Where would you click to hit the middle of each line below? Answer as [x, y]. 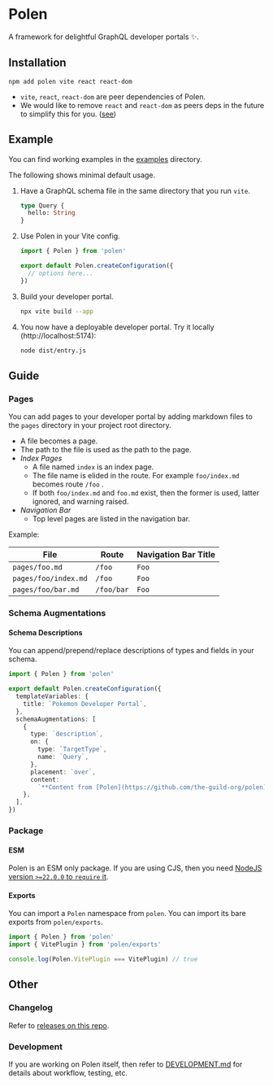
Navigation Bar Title [176, 555]
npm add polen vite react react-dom [70, 81]
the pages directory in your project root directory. [90, 425]
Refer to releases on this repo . [59, 1025]
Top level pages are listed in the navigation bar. [111, 519]
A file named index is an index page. [93, 467]
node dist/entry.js [53, 351]
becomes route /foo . [68, 484]
